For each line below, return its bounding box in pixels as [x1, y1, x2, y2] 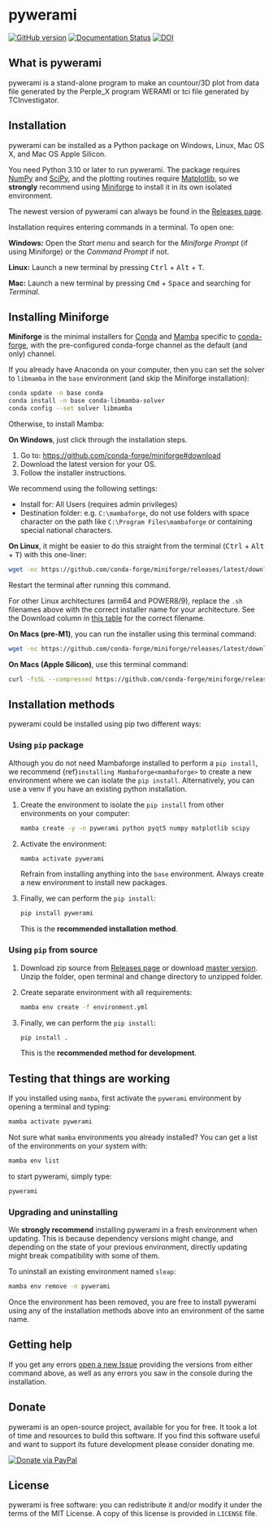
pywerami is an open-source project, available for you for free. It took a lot [8, 1422, 258, 1432]
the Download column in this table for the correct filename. [8, 613, 206, 623]
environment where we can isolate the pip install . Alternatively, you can [8, 775, 254, 785]
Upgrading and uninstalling [8, 1206, 119, 1218]
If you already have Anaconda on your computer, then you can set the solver [8, 364, 265, 375]
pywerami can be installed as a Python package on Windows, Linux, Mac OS [8, 140, 265, 150]
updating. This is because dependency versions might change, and [8, 1234, 234, 1244]
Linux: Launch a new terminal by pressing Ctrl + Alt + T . [8, 262, 205, 272]
